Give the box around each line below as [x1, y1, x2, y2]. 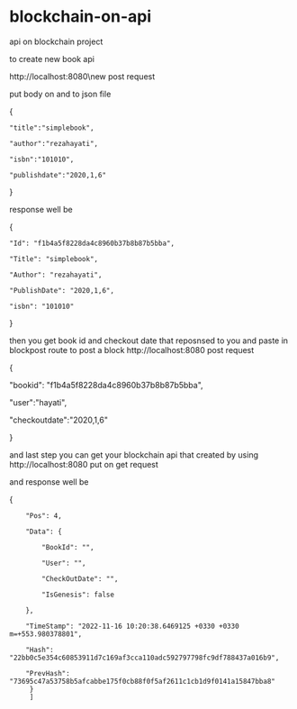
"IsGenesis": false [41, 590, 115, 599]
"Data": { [25, 527, 63, 536]
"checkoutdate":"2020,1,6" [9, 414, 108, 425]
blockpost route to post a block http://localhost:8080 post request [9, 344, 255, 355]
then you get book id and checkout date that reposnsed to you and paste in [9, 335, 289, 346]
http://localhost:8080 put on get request [9, 459, 159, 469]
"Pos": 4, [25, 511, 63, 520]
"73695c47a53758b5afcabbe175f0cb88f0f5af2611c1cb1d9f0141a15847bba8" [9, 677, 276, 686]
